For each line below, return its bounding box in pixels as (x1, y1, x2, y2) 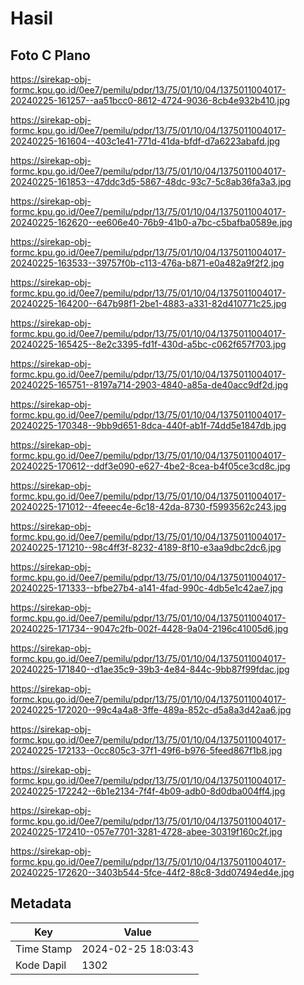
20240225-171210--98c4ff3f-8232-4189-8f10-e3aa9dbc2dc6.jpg (10, 542, 282, 553)
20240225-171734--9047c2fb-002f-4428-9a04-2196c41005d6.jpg (10, 623, 289, 634)
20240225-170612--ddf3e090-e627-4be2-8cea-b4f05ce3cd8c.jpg (10, 460, 291, 472)
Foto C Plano (10, 47, 91, 64)
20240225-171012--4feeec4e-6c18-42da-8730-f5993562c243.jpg (10, 501, 287, 512)
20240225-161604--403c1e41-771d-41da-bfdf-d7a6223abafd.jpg (10, 135, 281, 147)
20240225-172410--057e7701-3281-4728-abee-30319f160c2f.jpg (10, 826, 283, 837)
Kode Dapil (15, 958, 67, 972)
